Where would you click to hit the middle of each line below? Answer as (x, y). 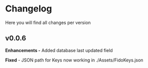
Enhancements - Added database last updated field (59, 50)
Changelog (29, 9)
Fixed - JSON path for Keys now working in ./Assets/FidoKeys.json (74, 60)
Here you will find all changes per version (48, 22)
